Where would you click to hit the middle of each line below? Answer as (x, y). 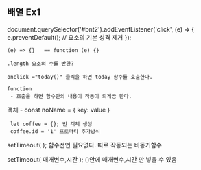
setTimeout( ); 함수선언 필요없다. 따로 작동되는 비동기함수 (85, 145)
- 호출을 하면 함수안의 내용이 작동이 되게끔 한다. (71, 96)
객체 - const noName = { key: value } (59, 110)
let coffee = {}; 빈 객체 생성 (51, 124)
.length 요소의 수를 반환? (40, 64)
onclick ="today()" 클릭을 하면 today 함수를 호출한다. (80, 77)
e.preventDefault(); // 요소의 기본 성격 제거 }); (69, 37)
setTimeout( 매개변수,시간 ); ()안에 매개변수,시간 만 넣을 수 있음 (92, 159)
